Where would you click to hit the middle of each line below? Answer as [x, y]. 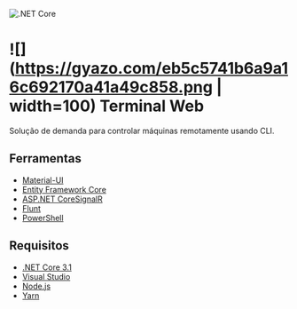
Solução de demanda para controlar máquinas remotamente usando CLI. [142, 131]
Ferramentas [45, 158]
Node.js [36, 286]
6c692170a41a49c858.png [111, 87]
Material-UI [43, 180]
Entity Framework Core [64, 189]
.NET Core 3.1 [47, 267]
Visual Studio [46, 276]
